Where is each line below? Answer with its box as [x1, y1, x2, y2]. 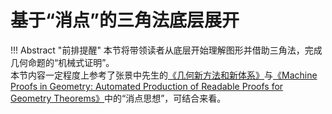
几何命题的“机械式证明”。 [10, 56, 115, 68]
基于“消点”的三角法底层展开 [10, 9, 240, 32]
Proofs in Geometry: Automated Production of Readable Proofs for [10, 80, 284, 92]
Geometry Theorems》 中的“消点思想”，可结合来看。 [10, 92, 227, 104]
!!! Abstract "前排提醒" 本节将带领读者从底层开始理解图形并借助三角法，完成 [10, 44, 323, 56]
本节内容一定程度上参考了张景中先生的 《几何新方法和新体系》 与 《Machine [10, 69, 318, 81]
